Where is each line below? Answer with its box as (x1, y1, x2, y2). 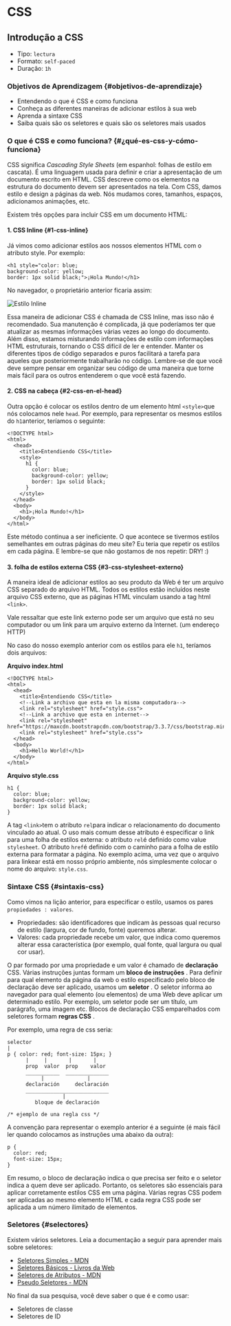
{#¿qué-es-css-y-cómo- (113, 136, 199, 146)
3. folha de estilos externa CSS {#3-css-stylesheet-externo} (7, 563, 184, 571)
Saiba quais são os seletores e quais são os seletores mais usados (16, 119, 206, 127)
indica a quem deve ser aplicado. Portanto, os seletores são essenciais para (7, 1181, 223, 1189)
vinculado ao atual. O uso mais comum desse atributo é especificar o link (7, 828, 214, 836)
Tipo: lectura (16, 50, 56, 58)
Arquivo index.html (7, 662, 63, 671)
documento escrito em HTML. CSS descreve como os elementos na (7, 175, 199, 183)
